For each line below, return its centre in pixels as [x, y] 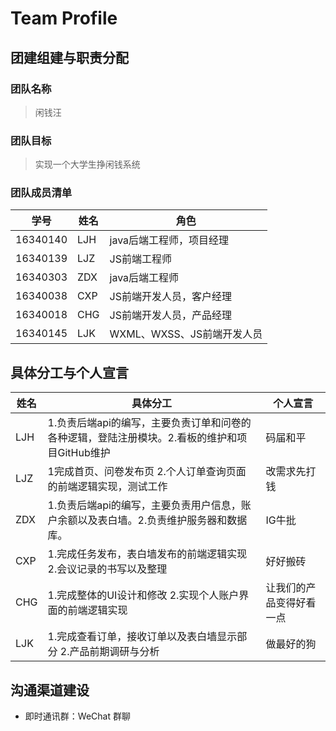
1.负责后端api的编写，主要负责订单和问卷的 [149, 423]
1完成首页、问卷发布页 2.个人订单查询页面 [147, 472]
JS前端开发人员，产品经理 [170, 315]
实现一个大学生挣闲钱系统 [87, 164]
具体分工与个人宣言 [69, 372]
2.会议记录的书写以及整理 [107, 569]
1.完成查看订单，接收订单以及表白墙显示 [142, 637]
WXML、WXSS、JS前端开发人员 [186, 334]
